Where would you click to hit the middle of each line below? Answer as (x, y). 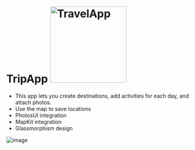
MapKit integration (38, 121)
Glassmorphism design (44, 128)
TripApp (27, 79)
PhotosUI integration (41, 115)
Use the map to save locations (53, 109)
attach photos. (33, 102)
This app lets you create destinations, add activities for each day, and (102, 96)
